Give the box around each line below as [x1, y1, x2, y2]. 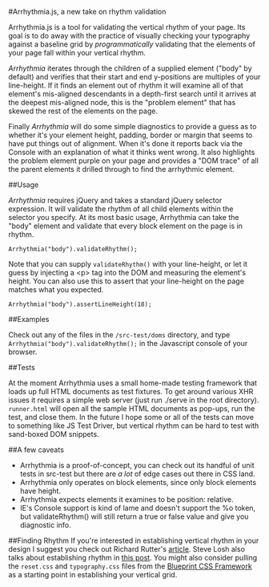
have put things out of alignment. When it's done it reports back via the [8, 139, 243, 148]
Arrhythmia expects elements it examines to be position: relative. [19, 495, 234, 504]
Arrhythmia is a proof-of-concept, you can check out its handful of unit [19, 461, 255, 470]
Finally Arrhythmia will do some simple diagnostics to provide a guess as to [8, 122, 257, 131]
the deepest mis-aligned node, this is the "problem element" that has [8, 98, 236, 107]
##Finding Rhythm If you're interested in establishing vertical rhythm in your [8, 536, 259, 545]
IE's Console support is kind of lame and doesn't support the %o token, [19, 503, 256, 512]
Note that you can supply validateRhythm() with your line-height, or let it [8, 259, 248, 268]
